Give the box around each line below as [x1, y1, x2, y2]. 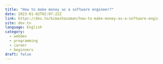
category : [5, 29, 25, 34]
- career [9, 43, 27, 48]
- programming [9, 38, 38, 43]
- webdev [9, 34, 27, 39]
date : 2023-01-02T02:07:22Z [5, 12, 62, 16]
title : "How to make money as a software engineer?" [5, 7, 114, 12]
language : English [5, 25, 42, 30]
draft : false [5, 51, 32, 57]
